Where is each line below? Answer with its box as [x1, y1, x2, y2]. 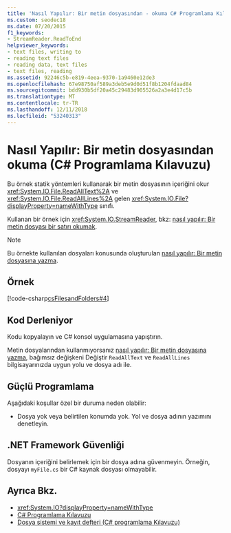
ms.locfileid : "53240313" [7, 112, 81, 119]
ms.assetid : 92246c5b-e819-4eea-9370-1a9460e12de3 [7, 74, 155, 81]
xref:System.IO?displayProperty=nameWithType [16, 503, 153, 512]
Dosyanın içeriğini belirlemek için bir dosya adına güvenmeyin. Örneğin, [7, 457, 210, 466]
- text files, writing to [7, 49, 81, 56]
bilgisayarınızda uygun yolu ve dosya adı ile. [7, 361, 132, 369]
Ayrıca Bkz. [7, 485, 58, 497]
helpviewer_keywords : [7, 42, 69, 49]
